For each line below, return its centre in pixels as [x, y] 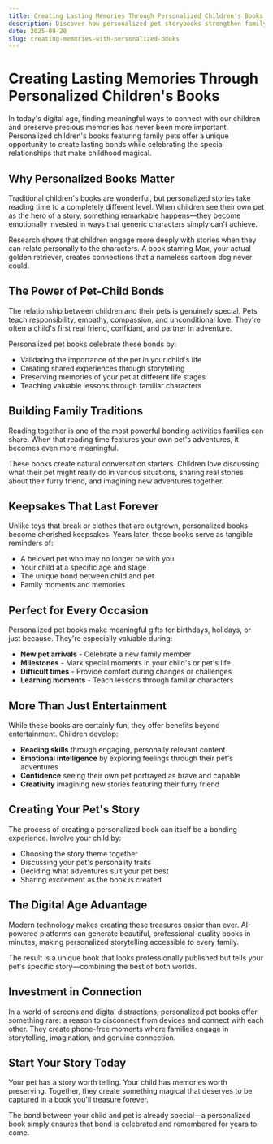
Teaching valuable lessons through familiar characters [111, 385]
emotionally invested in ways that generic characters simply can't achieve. [133, 224]
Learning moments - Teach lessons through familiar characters [127, 680]
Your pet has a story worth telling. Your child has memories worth [118, 1082]
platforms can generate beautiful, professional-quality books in [145, 933]
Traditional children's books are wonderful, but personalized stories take [130, 198]
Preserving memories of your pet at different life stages [113, 377]
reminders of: [31, 543]
